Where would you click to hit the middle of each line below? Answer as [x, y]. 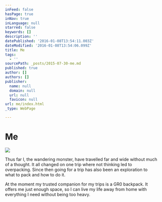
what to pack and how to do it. [35, 174]
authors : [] [17, 77]
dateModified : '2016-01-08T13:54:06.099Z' [48, 46]
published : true [21, 68]
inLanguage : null [22, 23]
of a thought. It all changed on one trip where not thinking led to [68, 164]
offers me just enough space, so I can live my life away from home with [76, 189]
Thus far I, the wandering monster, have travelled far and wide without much [81, 159]
